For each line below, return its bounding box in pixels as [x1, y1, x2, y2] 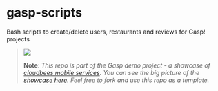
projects [6, 34, 30, 43]
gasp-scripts [6, 5, 83, 21]
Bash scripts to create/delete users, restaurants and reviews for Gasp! [6, 28, 206, 36]
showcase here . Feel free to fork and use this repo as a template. [23, 76, 210, 84]
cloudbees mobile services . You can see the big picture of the [23, 68, 200, 77]
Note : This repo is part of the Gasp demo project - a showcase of [23, 61, 211, 70]
